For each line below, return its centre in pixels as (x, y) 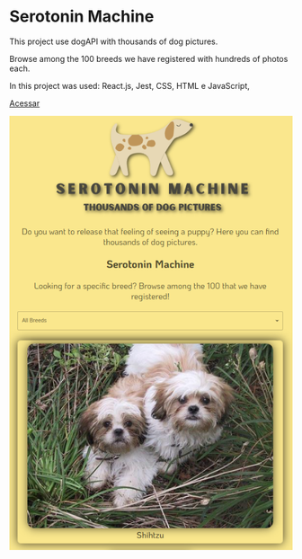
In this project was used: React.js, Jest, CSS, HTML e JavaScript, (129, 85)
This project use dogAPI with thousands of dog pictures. (114, 41)
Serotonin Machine (82, 17)
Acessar (25, 103)
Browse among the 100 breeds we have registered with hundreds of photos (149, 58)
